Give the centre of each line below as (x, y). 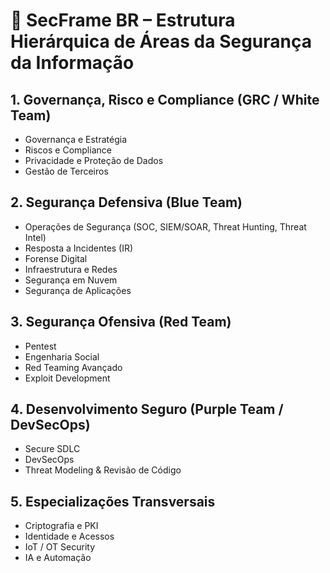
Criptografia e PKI (61, 526)
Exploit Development (67, 378)
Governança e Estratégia (76, 139)
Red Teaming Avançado (73, 367)
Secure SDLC (52, 449)
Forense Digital (56, 258)
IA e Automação (58, 558)
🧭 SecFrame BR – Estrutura (123, 20)
